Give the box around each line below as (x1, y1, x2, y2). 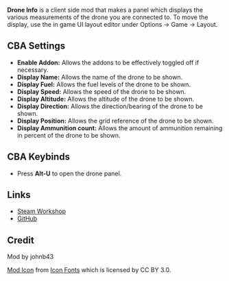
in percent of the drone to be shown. (16, 131, 121, 139)
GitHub (16, 215, 38, 223)
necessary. (16, 65, 49, 74)
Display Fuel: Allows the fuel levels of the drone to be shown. (16, 80, 191, 88)
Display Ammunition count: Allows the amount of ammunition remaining (16, 123, 223, 132)
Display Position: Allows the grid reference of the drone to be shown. (16, 117, 214, 125)
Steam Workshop (16, 207, 67, 215)
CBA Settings (7, 40, 66, 52)
